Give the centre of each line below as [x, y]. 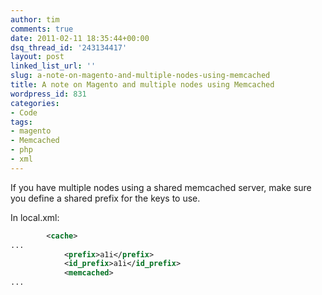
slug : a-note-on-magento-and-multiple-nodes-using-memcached [140, 76]
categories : [35, 103]
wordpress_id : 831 [48, 94]
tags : [21, 122]
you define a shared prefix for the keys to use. [105, 198]
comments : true [42, 29]
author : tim [35, 19]
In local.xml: [35, 217]
